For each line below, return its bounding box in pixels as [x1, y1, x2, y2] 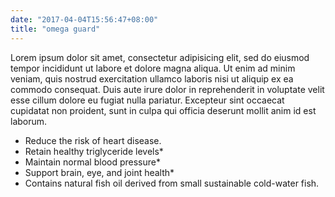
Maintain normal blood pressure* [24, 156, 161, 168]
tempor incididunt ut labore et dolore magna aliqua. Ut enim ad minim [10, 62, 296, 74]
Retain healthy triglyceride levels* [24, 145, 164, 157]
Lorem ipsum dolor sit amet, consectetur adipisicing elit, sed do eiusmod [10, 51, 310, 63]
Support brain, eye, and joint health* [24, 166, 175, 178]
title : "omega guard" [10, 24, 101, 34]
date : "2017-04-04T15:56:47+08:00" [10, 14, 159, 25]
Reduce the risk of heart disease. [24, 134, 162, 146]
